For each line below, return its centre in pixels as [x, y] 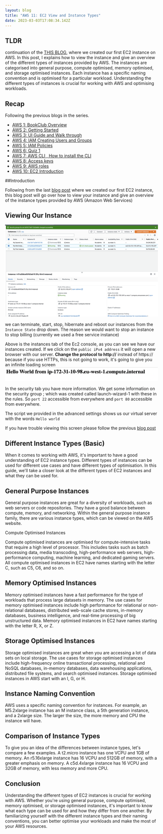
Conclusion [23, 784]
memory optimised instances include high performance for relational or [76, 605]
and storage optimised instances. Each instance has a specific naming [75, 73]
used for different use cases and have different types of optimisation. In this [81, 465]
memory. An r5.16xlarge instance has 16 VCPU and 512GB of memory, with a [81, 758]
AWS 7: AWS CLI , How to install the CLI [52, 156]
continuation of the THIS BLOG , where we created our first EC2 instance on [81, 52]
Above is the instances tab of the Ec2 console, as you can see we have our [80, 344]
